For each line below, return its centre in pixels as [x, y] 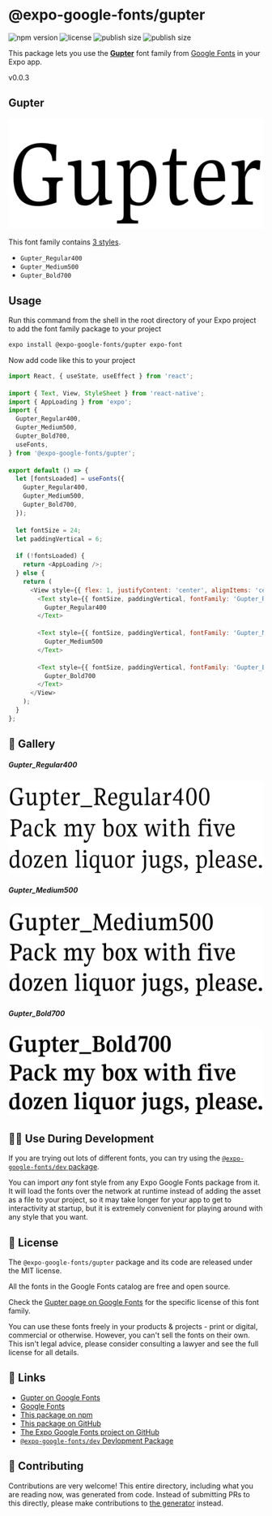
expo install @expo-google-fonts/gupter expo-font [96, 345]
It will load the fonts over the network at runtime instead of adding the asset [135, 1191]
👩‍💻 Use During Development [81, 1138]
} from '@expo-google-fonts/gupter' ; [72, 453]
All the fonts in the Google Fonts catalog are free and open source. [119, 1286]
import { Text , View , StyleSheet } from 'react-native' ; [106, 393]
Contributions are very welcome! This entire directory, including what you [131, 1486]
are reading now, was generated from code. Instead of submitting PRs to [130, 1494]
